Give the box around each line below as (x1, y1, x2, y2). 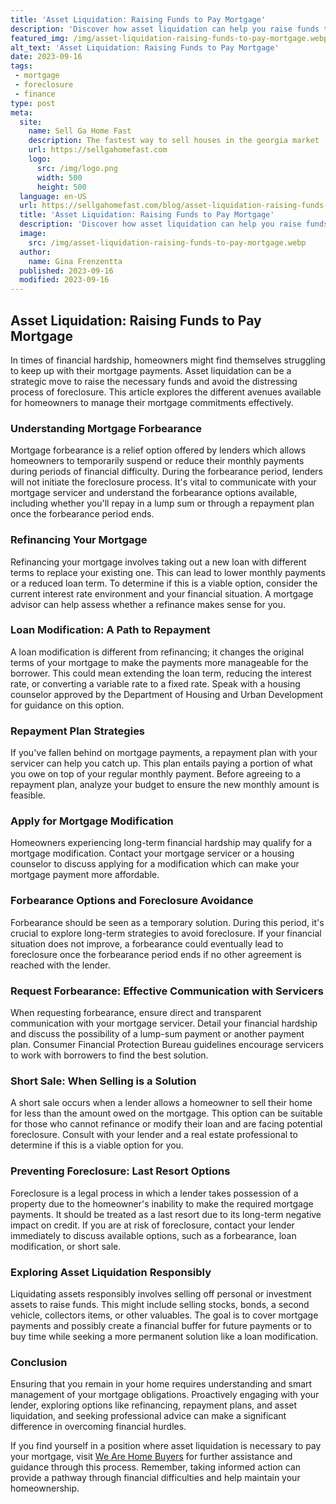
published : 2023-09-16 (19, 266, 114, 276)
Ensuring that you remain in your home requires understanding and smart (10, 1378, 313, 1390)
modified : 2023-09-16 (19, 275, 110, 285)
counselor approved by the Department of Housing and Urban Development (10, 688, 323, 700)
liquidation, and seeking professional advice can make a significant (10, 1410, 287, 1422)
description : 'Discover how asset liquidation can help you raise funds (10, 24, 320, 34)
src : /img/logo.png (36, 163, 118, 173)
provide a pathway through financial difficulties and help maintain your (10, 1472, 301, 1484)
